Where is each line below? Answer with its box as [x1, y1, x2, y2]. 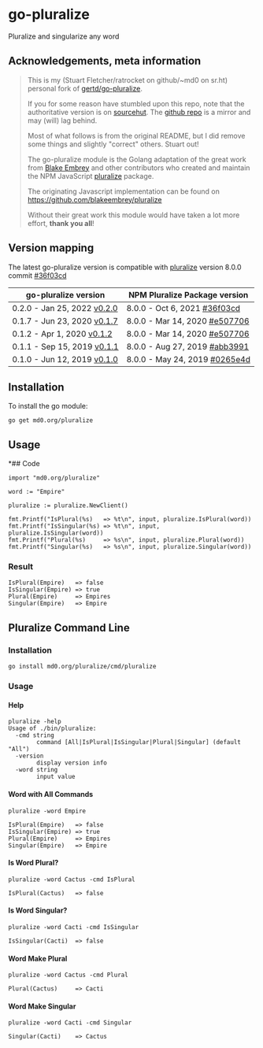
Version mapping [8, 242, 94, 255]
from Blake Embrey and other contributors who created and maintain [27, 163, 250, 172]
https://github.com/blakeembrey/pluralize [27, 194, 162, 204]
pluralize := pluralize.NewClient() [8, 502, 128, 509]
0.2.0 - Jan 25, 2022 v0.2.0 [12, 302, 118, 313]
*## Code [8, 459, 41, 468]
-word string [15, 766, 58, 774]
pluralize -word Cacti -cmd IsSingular [8, 923, 139, 931]
